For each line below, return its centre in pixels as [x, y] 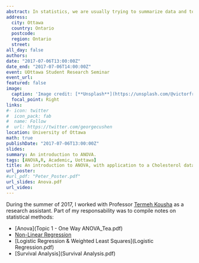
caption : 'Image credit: [42, 94]
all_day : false [25, 50]
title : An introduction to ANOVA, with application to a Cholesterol [94, 165]
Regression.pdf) [34, 247]
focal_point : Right [36, 99]
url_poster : [21, 171]
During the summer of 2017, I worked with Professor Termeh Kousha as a [95, 204]
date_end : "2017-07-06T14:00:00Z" [49, 66]
